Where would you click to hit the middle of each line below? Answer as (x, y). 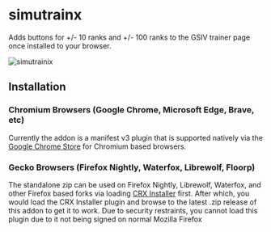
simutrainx (45, 15)
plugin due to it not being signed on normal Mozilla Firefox (105, 219)
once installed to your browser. (60, 45)
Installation (37, 87)
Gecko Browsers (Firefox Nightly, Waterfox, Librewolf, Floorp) (132, 167)
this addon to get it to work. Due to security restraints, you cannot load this (133, 210)
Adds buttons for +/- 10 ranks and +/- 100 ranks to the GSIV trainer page (129, 37)
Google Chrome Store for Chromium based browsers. (97, 146)
